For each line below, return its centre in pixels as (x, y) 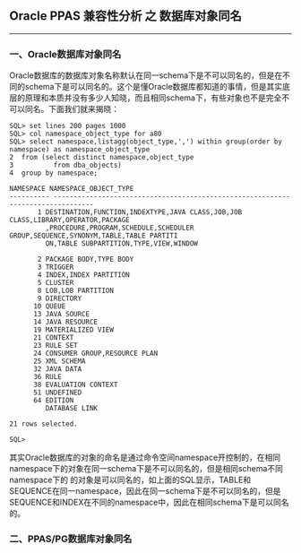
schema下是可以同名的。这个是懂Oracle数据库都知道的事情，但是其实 (154, 87)
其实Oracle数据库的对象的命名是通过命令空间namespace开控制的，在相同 (145, 458)
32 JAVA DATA (57, 369)
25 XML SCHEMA (60, 361)
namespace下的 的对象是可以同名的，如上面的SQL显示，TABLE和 (130, 480)
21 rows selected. (43, 424)
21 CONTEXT (53, 338)
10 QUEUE (49, 307)
